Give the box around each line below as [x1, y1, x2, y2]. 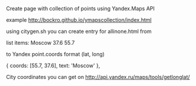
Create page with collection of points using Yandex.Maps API [6, 5, 155, 12]
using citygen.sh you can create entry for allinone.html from [6, 28, 152, 35]
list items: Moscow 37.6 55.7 [6, 39, 75, 46]
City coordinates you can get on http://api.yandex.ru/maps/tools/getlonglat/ [6, 74, 190, 80]
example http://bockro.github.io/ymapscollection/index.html [6, 16, 152, 23]
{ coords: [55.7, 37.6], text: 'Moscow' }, [6, 62, 100, 69]
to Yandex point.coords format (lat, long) [6, 51, 105, 58]
